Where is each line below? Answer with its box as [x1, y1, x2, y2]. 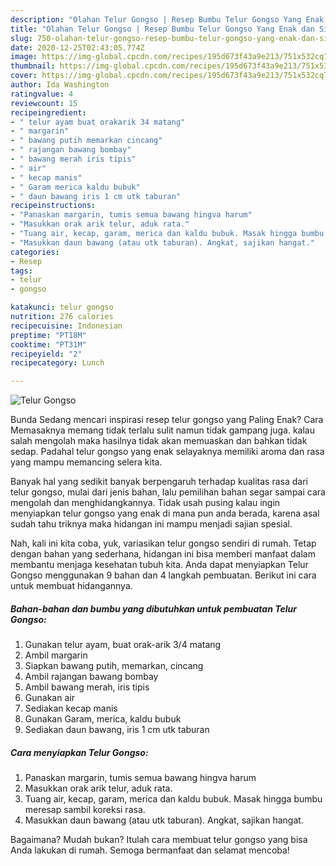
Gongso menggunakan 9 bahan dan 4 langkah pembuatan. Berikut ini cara [10, 569, 317, 581]
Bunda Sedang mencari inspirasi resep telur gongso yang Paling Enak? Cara [10, 414, 324, 426]
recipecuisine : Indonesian [10, 321, 123, 331]
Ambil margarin [24, 649, 88, 661]
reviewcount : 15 [10, 98, 78, 108]
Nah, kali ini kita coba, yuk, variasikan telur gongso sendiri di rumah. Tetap [10, 537, 317, 550]
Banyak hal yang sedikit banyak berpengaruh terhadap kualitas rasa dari [10, 476, 308, 488]
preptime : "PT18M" [10, 330, 87, 340]
